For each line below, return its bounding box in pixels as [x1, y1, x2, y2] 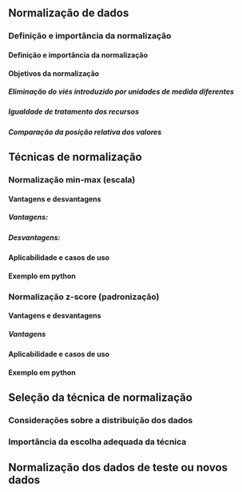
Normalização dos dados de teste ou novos [8, 461, 228, 474]
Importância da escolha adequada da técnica [8, 436, 187, 447]
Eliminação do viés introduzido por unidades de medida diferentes [8, 87, 234, 97]
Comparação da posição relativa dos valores [8, 127, 162, 137]
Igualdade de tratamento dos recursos [8, 107, 140, 117]
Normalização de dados [8, 6, 129, 20]
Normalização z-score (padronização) [8, 291, 160, 302]
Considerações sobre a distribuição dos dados [8, 415, 193, 426]
